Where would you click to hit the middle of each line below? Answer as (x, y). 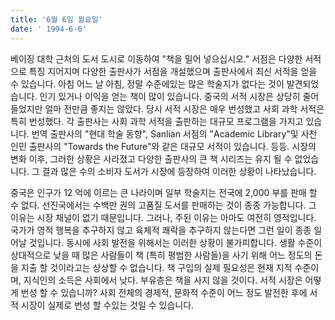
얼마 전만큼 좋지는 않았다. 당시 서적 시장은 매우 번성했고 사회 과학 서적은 (184, 108)
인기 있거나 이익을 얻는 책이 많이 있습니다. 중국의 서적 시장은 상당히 (170, 96)
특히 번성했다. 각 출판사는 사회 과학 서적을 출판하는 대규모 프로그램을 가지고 (157, 121)
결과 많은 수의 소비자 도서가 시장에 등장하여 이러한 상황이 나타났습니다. (179, 171)
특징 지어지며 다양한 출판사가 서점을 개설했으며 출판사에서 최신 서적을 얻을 (173, 71)
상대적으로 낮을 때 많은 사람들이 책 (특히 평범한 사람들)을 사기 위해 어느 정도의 (161, 255)
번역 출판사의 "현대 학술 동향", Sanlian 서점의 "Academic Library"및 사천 (174, 133)
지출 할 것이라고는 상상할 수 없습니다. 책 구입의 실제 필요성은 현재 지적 (156, 267)
